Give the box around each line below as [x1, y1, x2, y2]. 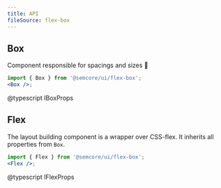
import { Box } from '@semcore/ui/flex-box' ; [7, 75, 142, 82]
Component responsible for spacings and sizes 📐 [7, 61, 148, 70]
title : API [7, 10, 39, 17]
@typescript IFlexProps [7, 173, 75, 181]
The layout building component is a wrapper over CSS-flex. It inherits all [7, 132, 214, 140]
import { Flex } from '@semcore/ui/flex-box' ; [7, 153, 145, 161]
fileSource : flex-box [7, 17, 70, 24]
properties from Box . [7, 140, 66, 148]
